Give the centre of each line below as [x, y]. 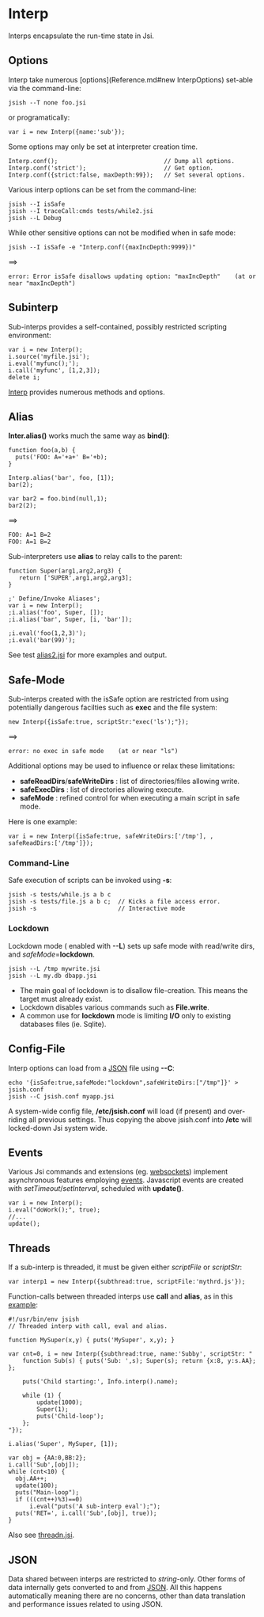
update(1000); [60, 1402]
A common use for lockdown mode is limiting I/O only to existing [125, 1015]
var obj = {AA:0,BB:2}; [47, 1458]
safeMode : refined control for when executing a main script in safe [130, 798]
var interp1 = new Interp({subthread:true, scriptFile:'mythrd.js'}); [127, 1282]
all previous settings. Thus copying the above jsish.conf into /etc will [140, 1119]
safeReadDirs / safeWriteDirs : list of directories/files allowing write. [129, 782]
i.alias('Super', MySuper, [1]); [63, 1444]
